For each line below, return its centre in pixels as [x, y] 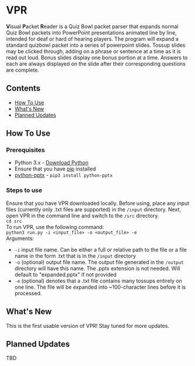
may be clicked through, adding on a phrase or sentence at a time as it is [93, 51]
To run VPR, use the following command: [55, 227]
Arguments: [20, 238]
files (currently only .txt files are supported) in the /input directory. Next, [93, 209]
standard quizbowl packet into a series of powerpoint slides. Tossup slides [96, 45]
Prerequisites [25, 150]
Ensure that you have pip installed [55, 169]
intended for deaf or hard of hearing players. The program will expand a [93, 39]
